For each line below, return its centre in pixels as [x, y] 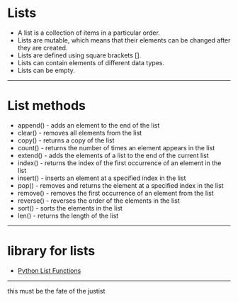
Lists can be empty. [46, 70]
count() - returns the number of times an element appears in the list [116, 147]
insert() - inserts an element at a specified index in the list [102, 178]
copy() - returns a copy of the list [66, 140]
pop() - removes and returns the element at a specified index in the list [121, 185]
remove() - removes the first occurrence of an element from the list [115, 193]
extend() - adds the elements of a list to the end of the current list [113, 155]
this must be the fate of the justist [56, 291]
